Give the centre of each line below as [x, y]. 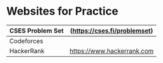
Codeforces [27, 41]
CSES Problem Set [37, 31]
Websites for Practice [62, 11]
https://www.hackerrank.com [111, 51]
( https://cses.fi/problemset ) [112, 31]
